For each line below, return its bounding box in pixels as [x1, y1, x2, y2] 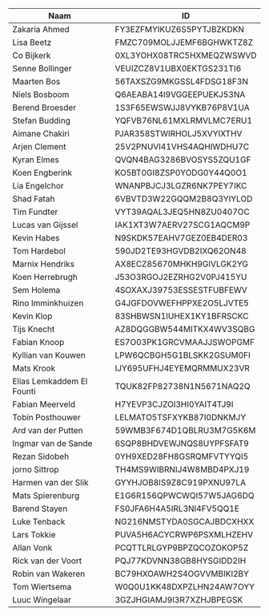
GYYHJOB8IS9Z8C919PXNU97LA [114, 477, 247, 488]
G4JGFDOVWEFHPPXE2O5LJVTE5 [114, 298, 250, 308]
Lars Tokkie [12, 529, 56, 540]
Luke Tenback [12, 517, 66, 527]
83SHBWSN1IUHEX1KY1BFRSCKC [114, 310, 249, 322]
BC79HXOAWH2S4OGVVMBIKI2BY [114, 569, 250, 579]
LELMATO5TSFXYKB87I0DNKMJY [114, 412, 247, 423]
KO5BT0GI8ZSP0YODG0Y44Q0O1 [114, 168, 247, 178]
